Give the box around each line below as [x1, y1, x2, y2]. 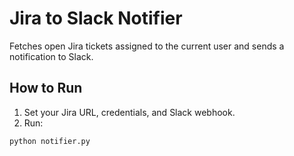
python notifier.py [9, 136, 91, 146]
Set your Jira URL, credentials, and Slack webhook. [23, 106, 236, 118]
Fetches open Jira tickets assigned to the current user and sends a [9, 40, 285, 52]
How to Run [9, 80, 83, 97]
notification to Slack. [9, 50, 94, 62]
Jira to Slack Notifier [9, 7, 183, 30]
